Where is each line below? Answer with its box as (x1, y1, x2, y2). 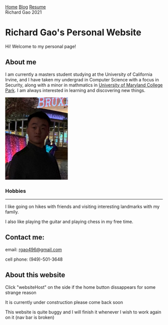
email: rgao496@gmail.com (5, 246, 62, 252)
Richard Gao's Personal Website (5, 27, 141, 38)
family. (5, 209, 19, 215)
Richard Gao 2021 (5, 9, 42, 15)
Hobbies (5, 187, 26, 194)
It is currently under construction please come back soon (5, 299, 123, 305)
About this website (5, 271, 65, 279)
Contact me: (5, 233, 45, 242)
